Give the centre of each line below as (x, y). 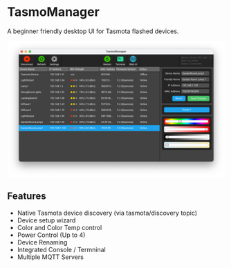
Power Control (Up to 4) (51, 235)
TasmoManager (54, 12)
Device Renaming (42, 242)
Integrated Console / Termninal (61, 249)
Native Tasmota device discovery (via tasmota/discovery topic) (107, 213)
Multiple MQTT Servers (50, 257)
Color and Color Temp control (59, 227)
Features (27, 197)
